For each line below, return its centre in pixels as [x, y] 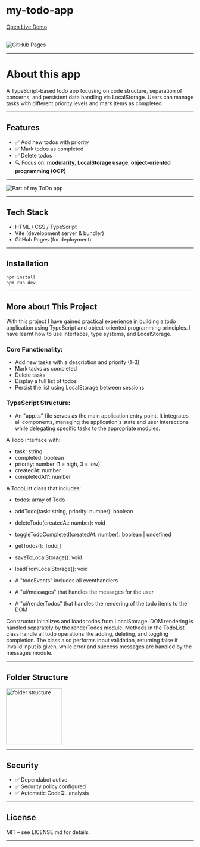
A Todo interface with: [33, 440]
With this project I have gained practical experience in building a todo [91, 321]
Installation [27, 263]
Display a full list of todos [46, 381]
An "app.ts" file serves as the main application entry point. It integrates [101, 416]
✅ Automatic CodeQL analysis [52, 793]
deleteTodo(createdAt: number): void [60, 523]
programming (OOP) [40, 171]
